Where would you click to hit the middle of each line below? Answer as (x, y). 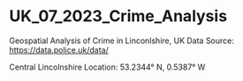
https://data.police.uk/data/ (59, 49)
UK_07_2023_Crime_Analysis (118, 16)
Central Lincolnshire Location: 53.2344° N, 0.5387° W (107, 67)
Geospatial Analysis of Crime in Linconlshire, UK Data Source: (121, 40)
